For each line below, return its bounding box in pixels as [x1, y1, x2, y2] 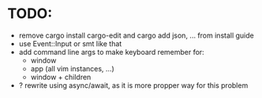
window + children [30, 72, 92, 82]
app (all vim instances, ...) [30, 64, 115, 73]
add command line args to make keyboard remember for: [18, 47, 204, 56]
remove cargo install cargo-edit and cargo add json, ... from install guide [18, 31, 254, 40]
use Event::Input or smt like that [18, 38, 122, 48]
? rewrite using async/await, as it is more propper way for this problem [18, 80, 249, 90]
